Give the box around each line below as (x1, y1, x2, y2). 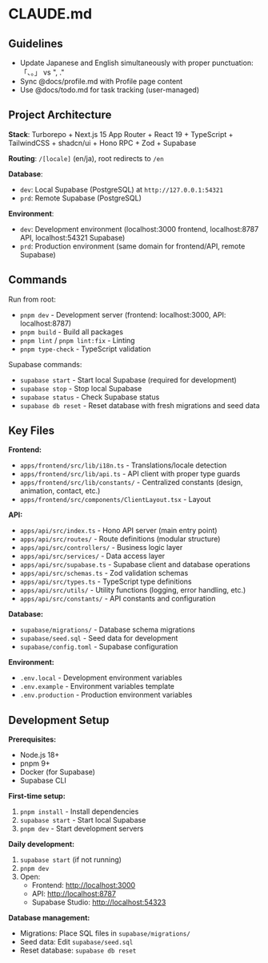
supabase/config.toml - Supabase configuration (19, 642, 178, 652)
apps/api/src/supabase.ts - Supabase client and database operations (19, 560, 250, 569)
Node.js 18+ (19, 751, 60, 760)
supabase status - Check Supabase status (19, 392, 160, 402)
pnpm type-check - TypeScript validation (19, 344, 151, 354)
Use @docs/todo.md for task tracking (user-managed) (19, 85, 200, 95)
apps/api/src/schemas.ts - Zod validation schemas (19, 568, 189, 578)
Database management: (8, 913, 90, 923)
